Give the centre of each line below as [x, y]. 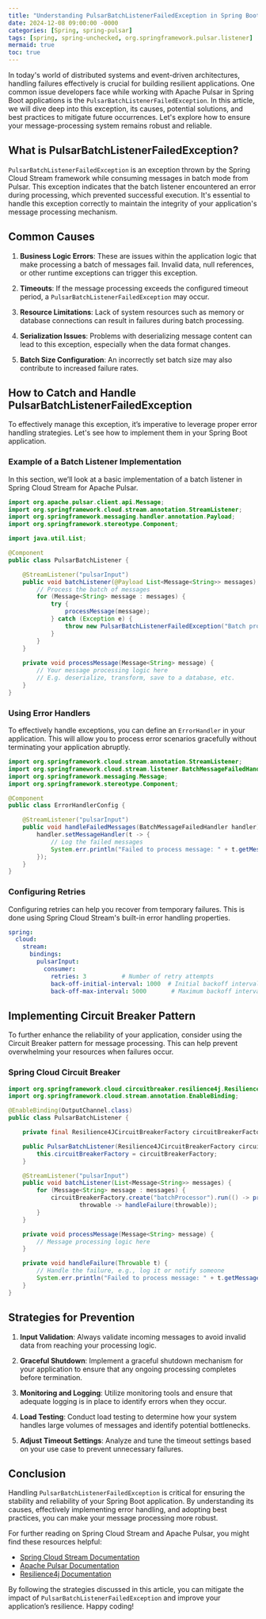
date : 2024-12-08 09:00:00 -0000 [63, 23]
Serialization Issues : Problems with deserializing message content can [136, 336]
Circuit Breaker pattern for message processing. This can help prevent [123, 1044]
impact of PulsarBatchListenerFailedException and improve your [114, 1598]
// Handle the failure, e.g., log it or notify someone [131, 1271]
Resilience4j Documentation [65, 1574]
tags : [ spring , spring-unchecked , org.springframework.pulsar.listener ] [131, 38]
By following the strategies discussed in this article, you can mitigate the [126, 1590]
